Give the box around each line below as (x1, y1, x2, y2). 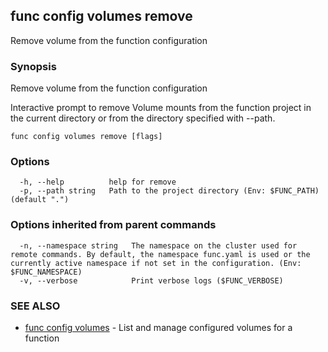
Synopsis (10, 59, 57, 73)
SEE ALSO (10, 299, 61, 313)
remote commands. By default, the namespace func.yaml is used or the (10, 249, 311, 259)
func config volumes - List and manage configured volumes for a (24, 322, 293, 333)
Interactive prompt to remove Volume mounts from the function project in (10, 102, 312, 114)
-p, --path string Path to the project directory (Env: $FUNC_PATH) (19, 186, 320, 196)
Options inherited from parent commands (10, 218, 217, 232)
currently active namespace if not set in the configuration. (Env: (10, 258, 302, 268)
